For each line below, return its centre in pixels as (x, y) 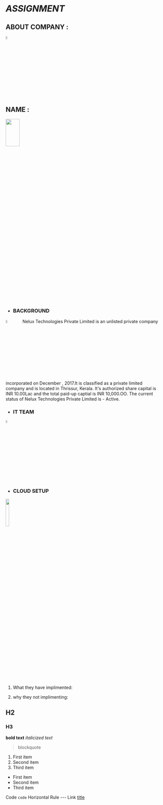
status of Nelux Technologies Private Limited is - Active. (63, 399)
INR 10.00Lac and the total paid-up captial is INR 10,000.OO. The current (79, 394)
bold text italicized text (29, 738)
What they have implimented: (43, 687)
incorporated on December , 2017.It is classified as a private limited (74, 383)
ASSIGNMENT (35, 9)
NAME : (18, 110)
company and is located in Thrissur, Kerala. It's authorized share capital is (81, 389)
